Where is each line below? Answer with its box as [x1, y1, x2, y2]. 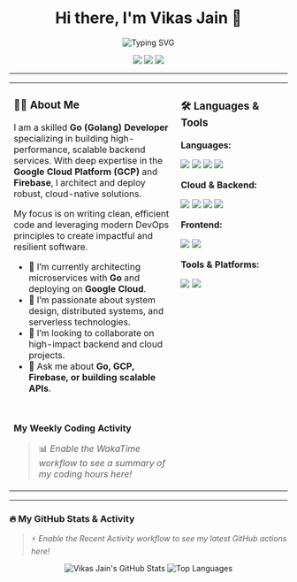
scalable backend [72, 143, 146, 156]
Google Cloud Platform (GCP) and [13, 165, 158, 178]
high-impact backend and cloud [28, 338, 164, 350]
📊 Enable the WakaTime [38, 442, 141, 455]
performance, [13, 143, 71, 156]
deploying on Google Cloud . [28, 282, 147, 295]
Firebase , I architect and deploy [13, 176, 146, 188]
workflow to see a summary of [38, 456, 166, 469]
